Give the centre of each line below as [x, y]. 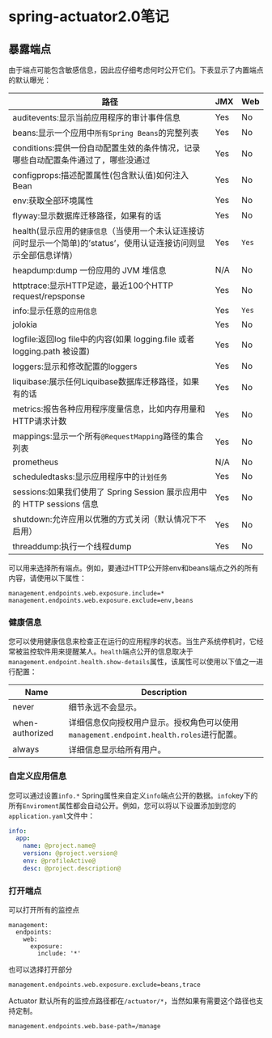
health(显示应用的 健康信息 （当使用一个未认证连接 [104, 231]
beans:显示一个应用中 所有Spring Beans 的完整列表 [106, 133]
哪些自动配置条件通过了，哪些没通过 [82, 160]
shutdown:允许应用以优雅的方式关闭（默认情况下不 [109, 519]
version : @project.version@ [70, 854]
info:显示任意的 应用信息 [55, 311]
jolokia [25, 324]
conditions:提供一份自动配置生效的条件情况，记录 [106, 148]
